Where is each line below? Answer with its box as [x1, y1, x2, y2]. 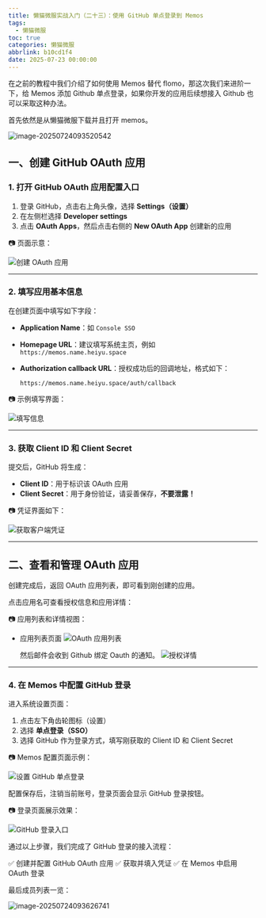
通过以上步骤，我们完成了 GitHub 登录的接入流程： [8, 842, 174, 851]
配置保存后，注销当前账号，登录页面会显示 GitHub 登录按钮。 [8, 789, 208, 798]
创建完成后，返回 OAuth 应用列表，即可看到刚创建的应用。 [8, 580, 199, 590]
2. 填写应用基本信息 [8, 286, 83, 297]
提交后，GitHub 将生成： [8, 462, 89, 472]
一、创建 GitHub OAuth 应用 [8, 156, 146, 170]
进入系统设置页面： [8, 699, 71, 709]
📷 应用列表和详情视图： [8, 614, 87, 623]
